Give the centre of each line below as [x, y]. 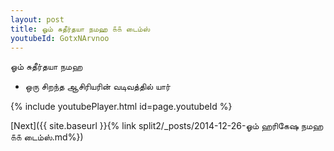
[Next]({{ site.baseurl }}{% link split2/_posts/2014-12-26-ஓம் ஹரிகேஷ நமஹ [167, 126]
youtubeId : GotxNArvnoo [60, 38]
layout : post [37, 19]
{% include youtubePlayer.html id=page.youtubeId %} [121, 107]
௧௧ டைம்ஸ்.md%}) [47, 137]
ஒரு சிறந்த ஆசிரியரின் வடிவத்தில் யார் [97, 87]
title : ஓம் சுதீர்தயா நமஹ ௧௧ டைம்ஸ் [80, 29]
